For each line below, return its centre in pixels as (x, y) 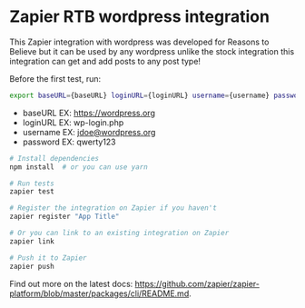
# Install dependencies (54, 158)
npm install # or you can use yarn (79, 167)
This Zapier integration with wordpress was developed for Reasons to (139, 42)
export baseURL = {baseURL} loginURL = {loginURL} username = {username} (140, 95)
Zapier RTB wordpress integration (140, 17)
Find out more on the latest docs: (71, 283)
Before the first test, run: (55, 78)
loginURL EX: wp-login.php (73, 122)
